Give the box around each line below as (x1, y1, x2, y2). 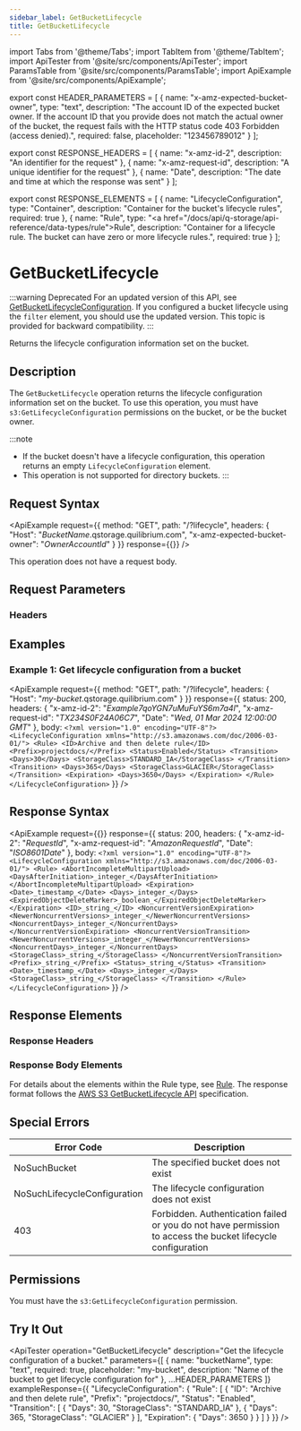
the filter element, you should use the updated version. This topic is (9, 311, 266, 322)
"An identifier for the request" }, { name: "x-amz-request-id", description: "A (9, 157, 289, 167)
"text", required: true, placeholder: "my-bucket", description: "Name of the (9, 1364, 284, 1375)
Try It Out (9, 1322, 64, 1337)
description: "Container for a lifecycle (137, 221, 276, 233)
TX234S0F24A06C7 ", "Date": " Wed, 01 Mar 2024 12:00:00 (59, 713, 278, 724)
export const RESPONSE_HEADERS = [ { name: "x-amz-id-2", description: (9, 147, 282, 158)
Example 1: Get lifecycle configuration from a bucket (9, 664, 242, 676)
